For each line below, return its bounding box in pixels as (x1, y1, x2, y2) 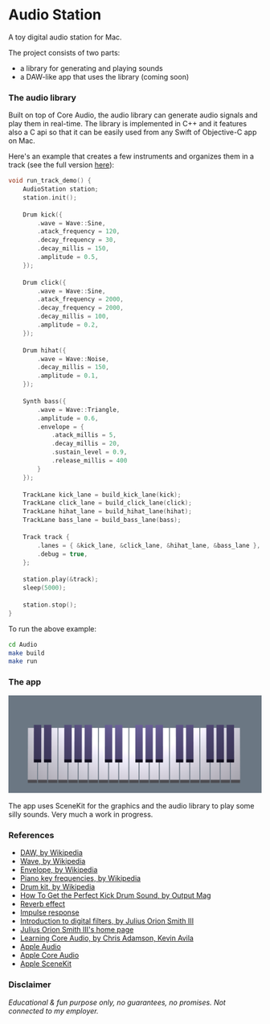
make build (8, 649, 45, 657)
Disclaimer (8, 979, 51, 990)
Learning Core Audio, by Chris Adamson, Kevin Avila (19, 933, 194, 943)
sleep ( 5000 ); (22, 584, 67, 592)
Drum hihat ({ (22, 346, 67, 355)
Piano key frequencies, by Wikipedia (19, 874, 141, 883)
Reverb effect (19, 899, 66, 909)
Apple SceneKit (19, 959, 72, 968)
